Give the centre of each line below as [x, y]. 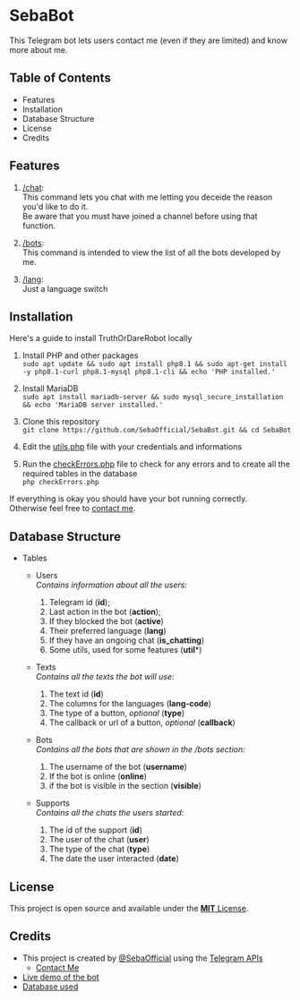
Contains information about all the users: [111, 585]
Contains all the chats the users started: [110, 813]
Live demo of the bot [61, 977]
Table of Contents [60, 78]
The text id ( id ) [77, 694]
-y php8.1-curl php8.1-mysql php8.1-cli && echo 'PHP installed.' [149, 372]
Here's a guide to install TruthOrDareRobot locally [101, 338]
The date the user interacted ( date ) [114, 859]
